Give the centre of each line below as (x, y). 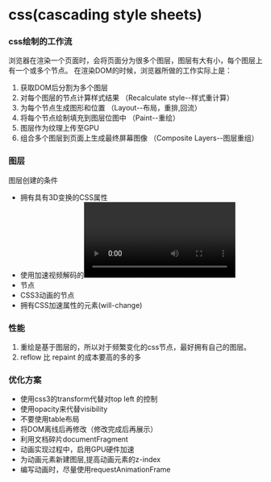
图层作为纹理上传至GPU (59, 128)
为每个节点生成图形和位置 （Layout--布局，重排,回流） (110, 108)
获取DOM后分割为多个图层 (64, 88)
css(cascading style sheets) (106, 15)
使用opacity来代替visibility (64, 409)
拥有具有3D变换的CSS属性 (64, 197)
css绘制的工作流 (40, 42)
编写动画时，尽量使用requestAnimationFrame (95, 470)
